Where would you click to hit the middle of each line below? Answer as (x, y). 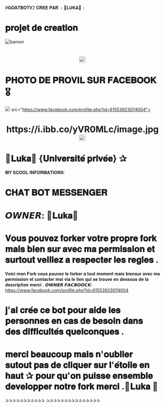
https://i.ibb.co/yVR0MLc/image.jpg (82, 129)
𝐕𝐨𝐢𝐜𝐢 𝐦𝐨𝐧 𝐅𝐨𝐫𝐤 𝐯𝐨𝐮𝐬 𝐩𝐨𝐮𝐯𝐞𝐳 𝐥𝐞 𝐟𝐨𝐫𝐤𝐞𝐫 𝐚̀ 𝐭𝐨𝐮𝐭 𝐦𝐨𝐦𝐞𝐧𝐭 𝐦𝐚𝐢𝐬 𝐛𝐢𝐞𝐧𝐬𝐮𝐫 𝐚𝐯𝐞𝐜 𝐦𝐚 (82, 273)
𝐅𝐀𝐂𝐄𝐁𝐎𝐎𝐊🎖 (132, 80)
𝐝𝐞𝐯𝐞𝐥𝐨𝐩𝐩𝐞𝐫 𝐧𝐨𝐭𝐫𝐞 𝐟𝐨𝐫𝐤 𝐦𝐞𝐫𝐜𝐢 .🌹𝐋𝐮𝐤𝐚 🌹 (82, 386)
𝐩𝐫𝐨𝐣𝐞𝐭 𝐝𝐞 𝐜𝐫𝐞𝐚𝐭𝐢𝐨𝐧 (41, 28)
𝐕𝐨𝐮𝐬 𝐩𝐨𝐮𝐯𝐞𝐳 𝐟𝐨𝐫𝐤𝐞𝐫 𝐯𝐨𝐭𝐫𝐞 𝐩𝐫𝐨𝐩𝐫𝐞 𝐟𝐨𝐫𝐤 (81, 238)
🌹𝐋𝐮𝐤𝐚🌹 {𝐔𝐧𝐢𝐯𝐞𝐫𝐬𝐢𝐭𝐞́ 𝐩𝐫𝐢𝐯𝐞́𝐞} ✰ (66, 159)
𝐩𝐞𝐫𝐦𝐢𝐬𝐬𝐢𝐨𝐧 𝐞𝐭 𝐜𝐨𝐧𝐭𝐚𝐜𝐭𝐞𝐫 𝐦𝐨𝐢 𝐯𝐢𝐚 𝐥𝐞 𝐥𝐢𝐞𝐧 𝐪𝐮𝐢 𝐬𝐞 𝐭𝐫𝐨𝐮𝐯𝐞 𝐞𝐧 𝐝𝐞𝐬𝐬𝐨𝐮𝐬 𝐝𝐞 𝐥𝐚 (77, 279)
